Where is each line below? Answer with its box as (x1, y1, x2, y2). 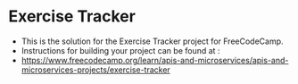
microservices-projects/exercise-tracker (21, 64, 170, 75)
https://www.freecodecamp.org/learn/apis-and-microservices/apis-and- (21, 55, 289, 65)
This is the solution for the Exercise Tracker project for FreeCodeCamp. (21, 36, 284, 46)
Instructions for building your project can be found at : (21, 45, 220, 55)
